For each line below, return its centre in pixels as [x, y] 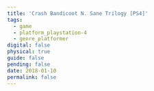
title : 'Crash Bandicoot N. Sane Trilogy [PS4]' [78, 13]
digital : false [29, 45]
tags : [15, 20]
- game [23, 26]
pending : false [29, 64]
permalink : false [32, 77]
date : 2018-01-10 [32, 70]
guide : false [26, 58]
